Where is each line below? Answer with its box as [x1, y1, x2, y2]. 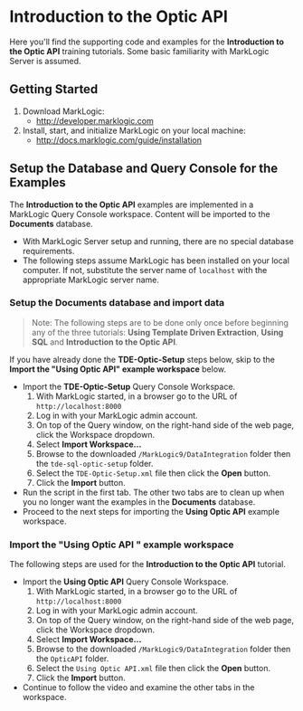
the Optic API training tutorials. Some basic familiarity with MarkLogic [9, 45, 270, 56]
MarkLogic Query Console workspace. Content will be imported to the [9, 208, 270, 219]
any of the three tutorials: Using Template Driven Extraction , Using [31, 327, 284, 337]
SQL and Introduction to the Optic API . [31, 337, 178, 347]
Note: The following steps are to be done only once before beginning [31, 317, 289, 327]
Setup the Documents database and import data [9, 297, 225, 309]
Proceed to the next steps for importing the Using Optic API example [22, 506, 280, 517]
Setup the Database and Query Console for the [9, 161, 279, 176]
